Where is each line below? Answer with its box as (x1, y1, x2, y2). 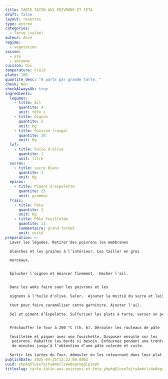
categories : (5, 26, 30, 31)
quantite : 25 (18, 188, 46, 193)
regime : (5, 40, 21, 45)
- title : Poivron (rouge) (14, 128, 68, 133)
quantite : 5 (18, 118, 43, 124)
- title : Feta (14, 202, 43, 207)
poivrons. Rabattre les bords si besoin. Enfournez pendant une (11, 338, 149, 344)
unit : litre (18, 156, 43, 161)
